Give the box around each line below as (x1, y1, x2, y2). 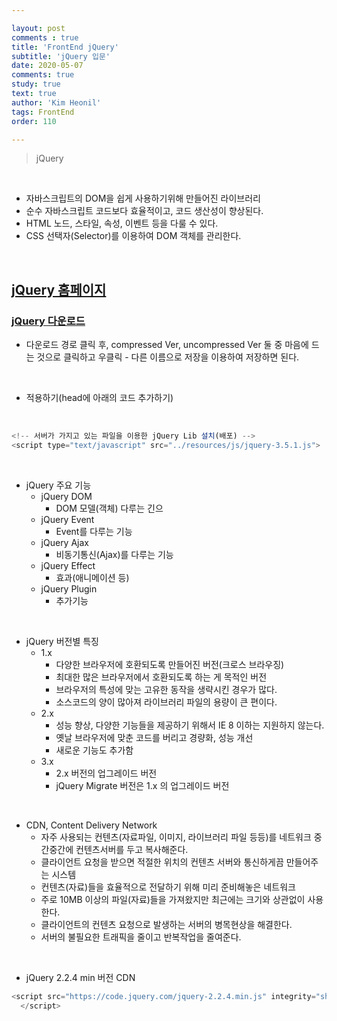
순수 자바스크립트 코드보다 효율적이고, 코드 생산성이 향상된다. (25, 205, 264, 217)
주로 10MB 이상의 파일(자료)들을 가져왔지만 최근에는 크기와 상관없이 (40, 893, 306, 905)
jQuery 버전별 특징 (25, 635, 99, 647)
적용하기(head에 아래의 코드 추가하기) (25, 392, 174, 404)
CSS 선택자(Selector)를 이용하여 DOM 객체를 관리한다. (25, 230, 242, 242)
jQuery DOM (40, 490, 93, 502)
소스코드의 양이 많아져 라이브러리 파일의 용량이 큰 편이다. (55, 696, 278, 708)
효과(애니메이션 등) (55, 571, 130, 583)
